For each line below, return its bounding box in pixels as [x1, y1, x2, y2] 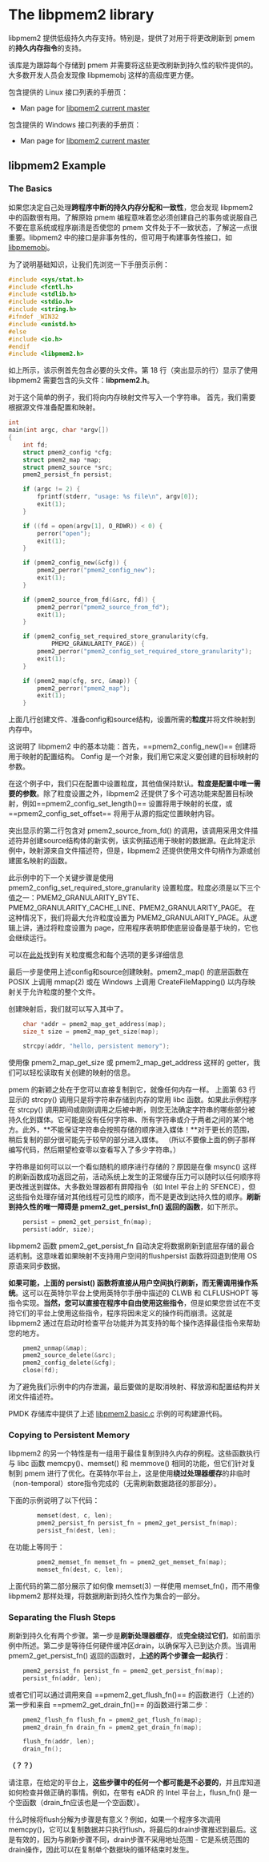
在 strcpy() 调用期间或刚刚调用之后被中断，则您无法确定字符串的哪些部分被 [8, 1105, 256, 1114]
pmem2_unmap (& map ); [22, 1344, 88, 1352]
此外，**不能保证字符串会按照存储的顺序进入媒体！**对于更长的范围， [22, 1125, 255, 1134]
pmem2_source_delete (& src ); [22, 1351, 116, 1359]
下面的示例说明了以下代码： [8, 1496, 100, 1505]
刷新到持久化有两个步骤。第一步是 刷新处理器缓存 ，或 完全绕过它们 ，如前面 [8, 1630, 254, 1640]
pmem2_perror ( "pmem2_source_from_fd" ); [37, 603, 171, 611]
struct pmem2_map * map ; [22, 455, 102, 464]
